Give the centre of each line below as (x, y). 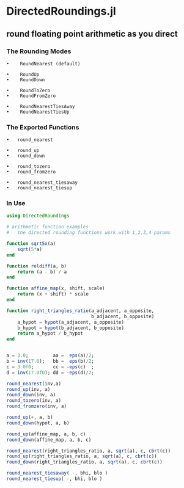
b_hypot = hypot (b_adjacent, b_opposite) (71, 328)
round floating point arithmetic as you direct (92, 34)
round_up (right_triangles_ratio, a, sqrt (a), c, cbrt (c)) (82, 456)
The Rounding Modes (39, 51)
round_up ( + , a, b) (30, 417)
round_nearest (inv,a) (34, 384)
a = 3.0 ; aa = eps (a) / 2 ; (50, 355)
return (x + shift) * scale (53, 294)
